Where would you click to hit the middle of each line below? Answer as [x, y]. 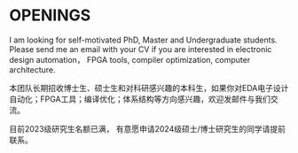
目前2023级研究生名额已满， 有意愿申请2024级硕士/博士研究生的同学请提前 [148, 128]
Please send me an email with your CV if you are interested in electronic [141, 49]
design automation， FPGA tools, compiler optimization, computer [130, 59]
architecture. [32, 69]
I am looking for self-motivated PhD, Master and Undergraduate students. [143, 40]
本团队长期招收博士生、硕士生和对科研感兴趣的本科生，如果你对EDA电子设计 [149, 88]
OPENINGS [50, 15]
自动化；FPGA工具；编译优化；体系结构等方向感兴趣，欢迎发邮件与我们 [140, 99]
